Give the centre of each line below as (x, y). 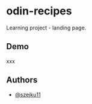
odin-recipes (39, 11)
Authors (22, 80)
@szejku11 (28, 94)
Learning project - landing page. (46, 28)
